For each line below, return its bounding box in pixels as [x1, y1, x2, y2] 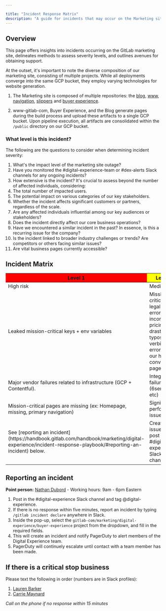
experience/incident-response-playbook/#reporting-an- [8, 441, 142, 448]
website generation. [5, 83, 46, 89]
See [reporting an [8, 429, 49, 436]
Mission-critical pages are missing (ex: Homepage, [8, 403, 127, 410]
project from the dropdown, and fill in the [73, 523, 157, 529]
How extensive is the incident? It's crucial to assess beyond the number [12, 177, 159, 183]
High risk [8, 283, 29, 290]
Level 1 [67, 274, 85, 281]
